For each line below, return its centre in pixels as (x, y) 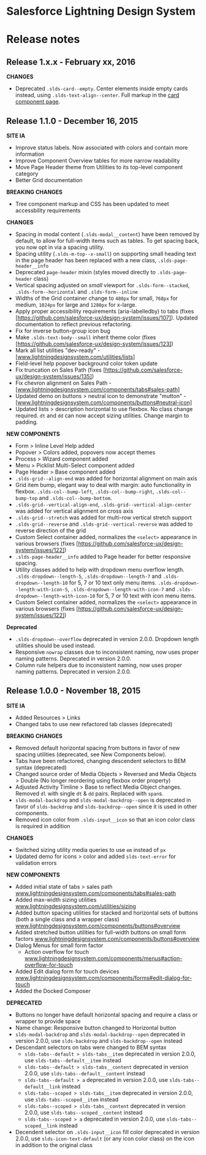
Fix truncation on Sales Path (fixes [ (60, 370)
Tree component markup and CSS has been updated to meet (92, 204)
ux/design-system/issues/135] (53, 376)
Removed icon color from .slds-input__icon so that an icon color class (105, 819)
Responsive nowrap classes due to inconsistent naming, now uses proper (107, 652)
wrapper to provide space (48, 1021)
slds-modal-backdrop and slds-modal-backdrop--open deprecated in (100, 1034)
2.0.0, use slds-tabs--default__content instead (85, 1073)
